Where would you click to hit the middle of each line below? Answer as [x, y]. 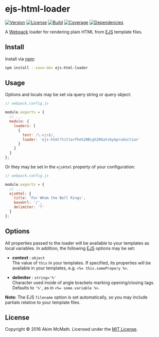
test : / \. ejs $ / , [39, 135]
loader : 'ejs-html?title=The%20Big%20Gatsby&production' [81, 140]
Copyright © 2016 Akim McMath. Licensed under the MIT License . [71, 329]
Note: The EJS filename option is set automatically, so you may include [76, 297]
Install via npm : [20, 59]
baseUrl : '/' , [28, 203]
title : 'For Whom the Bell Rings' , [50, 198]
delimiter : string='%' [34, 277]
